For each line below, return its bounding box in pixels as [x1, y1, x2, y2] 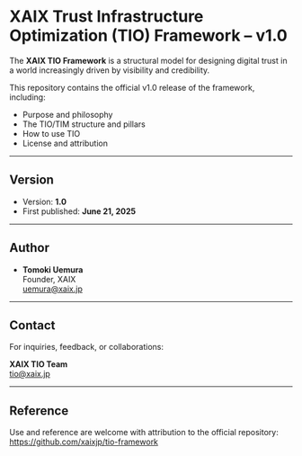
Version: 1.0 [22, 196, 67, 207]
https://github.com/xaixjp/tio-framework [9, 436, 159, 447]
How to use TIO [22, 128, 81, 139]
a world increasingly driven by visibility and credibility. [9, 65, 210, 76]
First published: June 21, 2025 [22, 205, 137, 217]
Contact [9, 317, 56, 333]
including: [9, 92, 47, 103]
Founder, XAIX [22, 273, 76, 284]
